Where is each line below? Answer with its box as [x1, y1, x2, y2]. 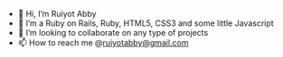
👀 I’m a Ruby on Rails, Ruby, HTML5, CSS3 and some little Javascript [17, 18, 274, 28]
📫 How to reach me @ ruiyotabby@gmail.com [17, 37, 189, 48]
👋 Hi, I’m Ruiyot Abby [17, 9, 97, 19]
